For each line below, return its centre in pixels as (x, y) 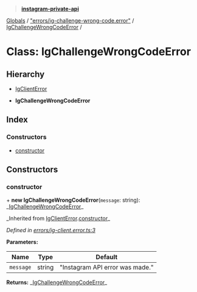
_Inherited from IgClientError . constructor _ (58, 218)
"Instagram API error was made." (107, 268)
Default (107, 257)
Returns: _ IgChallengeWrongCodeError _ (57, 282)
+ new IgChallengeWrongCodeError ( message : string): (73, 200)
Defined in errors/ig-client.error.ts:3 (51, 230)
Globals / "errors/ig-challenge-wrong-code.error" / (70, 20)
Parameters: (22, 242)
